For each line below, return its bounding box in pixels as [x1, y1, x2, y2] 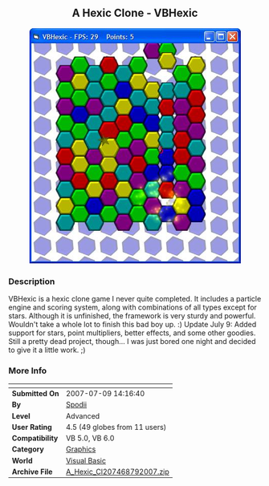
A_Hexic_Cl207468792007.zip [65, 467, 170, 476]
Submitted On [11, 389, 59, 399]
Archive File [11, 467, 53, 476]
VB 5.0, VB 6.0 [65, 433, 115, 443]
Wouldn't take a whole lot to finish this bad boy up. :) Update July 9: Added [8, 320, 257, 330]
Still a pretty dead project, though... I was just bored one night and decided [8, 337, 256, 346]
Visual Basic [65, 456, 107, 465]
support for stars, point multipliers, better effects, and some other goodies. [8, 328, 256, 338]
